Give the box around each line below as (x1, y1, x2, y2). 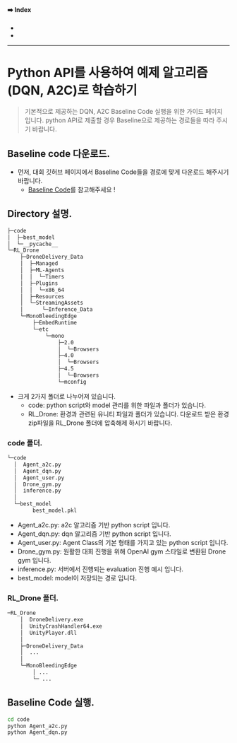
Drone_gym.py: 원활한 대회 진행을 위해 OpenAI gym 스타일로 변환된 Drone (17, 547, 226, 556)
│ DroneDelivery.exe (20, 616, 83, 624)
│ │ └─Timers (20, 273, 65, 280)
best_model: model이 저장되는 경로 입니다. (17, 573, 138, 582)
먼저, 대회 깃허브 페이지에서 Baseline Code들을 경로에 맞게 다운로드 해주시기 (17, 168, 229, 176)
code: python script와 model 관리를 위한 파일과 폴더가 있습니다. (28, 401, 207, 409)
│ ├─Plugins (20, 279, 59, 287)
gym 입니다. (17, 556, 51, 564)
